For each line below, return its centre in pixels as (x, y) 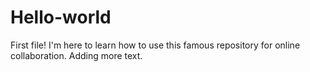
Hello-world (61, 17)
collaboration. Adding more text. (76, 55)
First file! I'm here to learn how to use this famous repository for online (155, 45)
